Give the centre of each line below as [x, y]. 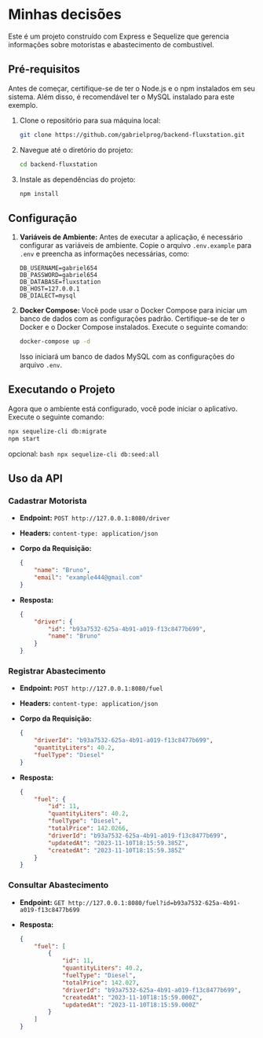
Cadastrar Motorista [48, 501]
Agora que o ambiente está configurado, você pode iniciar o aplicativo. [123, 408]
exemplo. [23, 105]
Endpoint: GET [42, 902]
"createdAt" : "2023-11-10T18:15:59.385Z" [117, 850]
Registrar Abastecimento [57, 670]
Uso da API [35, 479]
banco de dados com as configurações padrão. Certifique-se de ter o [132, 319]
